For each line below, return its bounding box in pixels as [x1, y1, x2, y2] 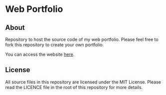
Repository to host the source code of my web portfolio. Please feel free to [5, 36, 159, 42]
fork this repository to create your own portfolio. [5, 42, 104, 48]
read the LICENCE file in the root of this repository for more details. [5, 84, 143, 90]
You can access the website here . [5, 51, 75, 57]
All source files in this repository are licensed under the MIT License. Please [5, 79, 161, 85]
